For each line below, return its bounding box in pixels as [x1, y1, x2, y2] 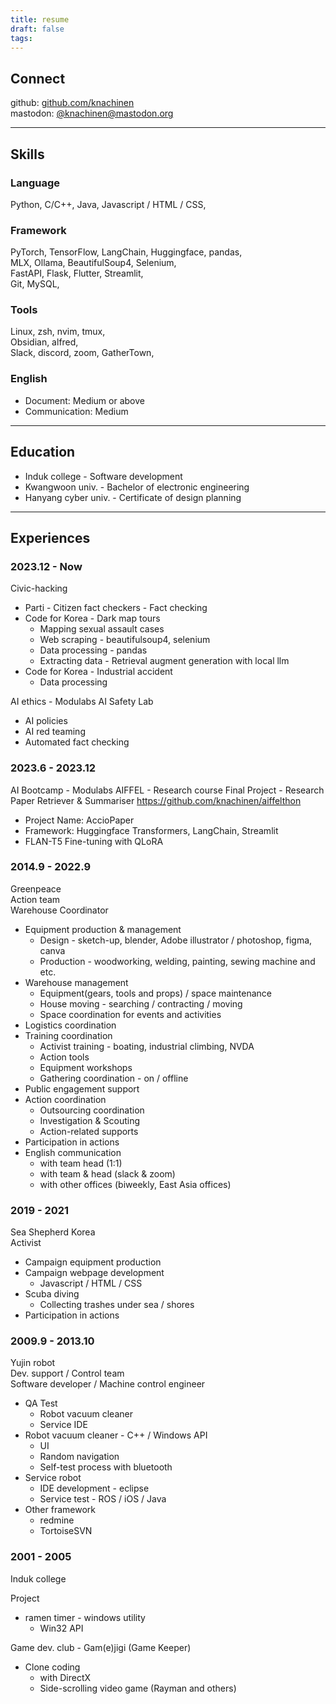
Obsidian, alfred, [10, 336, 79, 348]
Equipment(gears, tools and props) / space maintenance [39, 987, 273, 999]
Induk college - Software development [24, 470, 183, 482]
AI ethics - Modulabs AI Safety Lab [10, 696, 154, 708]
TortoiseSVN [39, 1525, 93, 1537]
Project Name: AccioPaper [24, 814, 135, 826]
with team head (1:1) [39, 1157, 123, 1169]
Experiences [10, 529, 91, 546]
